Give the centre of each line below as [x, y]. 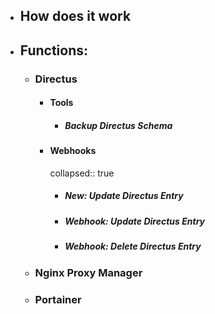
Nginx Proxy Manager [88, 272]
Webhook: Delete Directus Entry [133, 246]
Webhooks [73, 151]
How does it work [75, 16]
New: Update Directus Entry [124, 196]
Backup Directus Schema [118, 125]
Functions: [54, 50]
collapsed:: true [82, 173]
